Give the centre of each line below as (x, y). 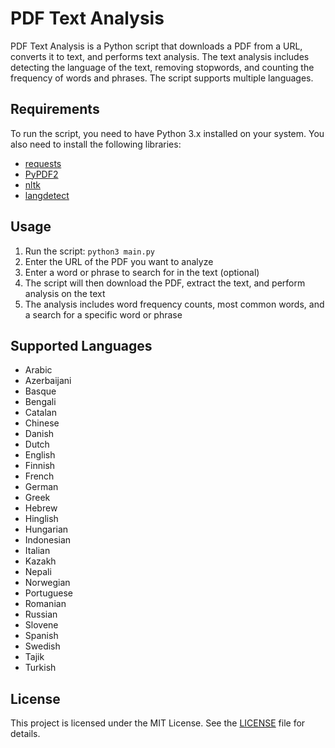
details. (25, 734)
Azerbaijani (48, 381)
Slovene (41, 625)
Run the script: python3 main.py (89, 251)
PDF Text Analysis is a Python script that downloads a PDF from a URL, (156, 46)
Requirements (55, 109)
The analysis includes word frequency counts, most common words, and (174, 304)
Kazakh (40, 561)
